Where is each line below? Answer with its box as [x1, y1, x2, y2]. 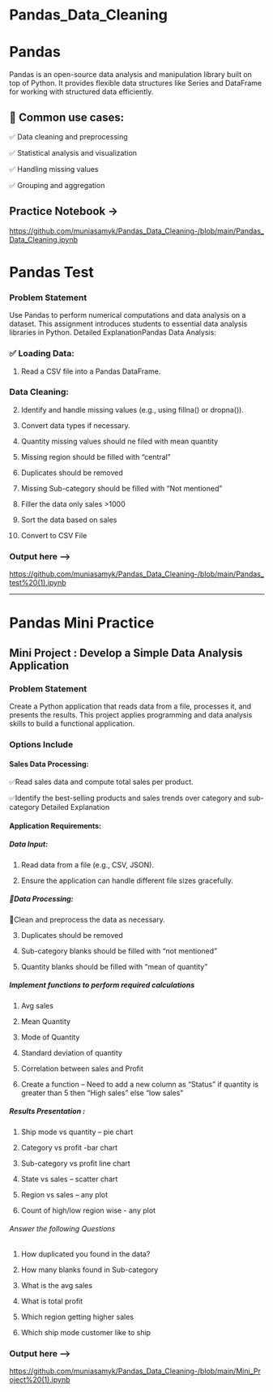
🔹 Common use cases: [9, 110, 125, 124]
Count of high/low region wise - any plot [20, 1206, 156, 1215]
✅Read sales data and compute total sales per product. [9, 777, 194, 787]
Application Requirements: [9, 820, 102, 830]
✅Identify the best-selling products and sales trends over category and [9, 793, 246, 803]
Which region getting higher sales [20, 1312, 134, 1321]
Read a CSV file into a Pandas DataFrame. [20, 366, 161, 376]
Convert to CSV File [20, 530, 87, 540]
